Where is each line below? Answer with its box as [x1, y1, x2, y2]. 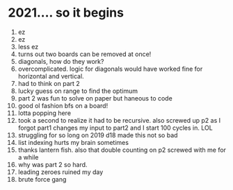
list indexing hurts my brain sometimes [17, 138, 129, 146]
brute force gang [17, 175, 67, 183]
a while [17, 153, 39, 161]
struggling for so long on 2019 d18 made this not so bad [17, 130, 178, 139]
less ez [17, 42, 39, 51]
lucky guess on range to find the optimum [17, 87, 138, 95]
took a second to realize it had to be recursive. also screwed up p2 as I [17, 116, 221, 124]
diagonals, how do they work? [17, 57, 104, 65]
